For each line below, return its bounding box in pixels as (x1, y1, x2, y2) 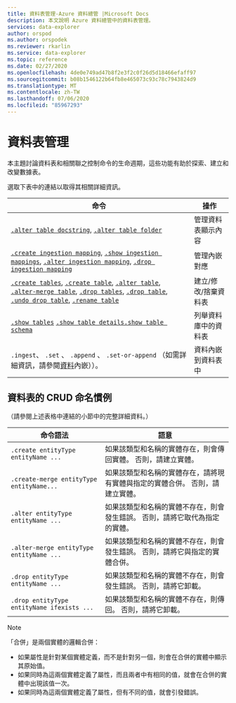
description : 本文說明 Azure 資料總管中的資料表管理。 (7, 17, 155, 24)
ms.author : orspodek (7, 37, 68, 44)
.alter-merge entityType (11, 543, 94, 552)
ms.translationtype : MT (7, 82, 77, 89)
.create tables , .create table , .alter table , (11, 277, 161, 287)
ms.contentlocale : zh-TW (7, 89, 80, 96)
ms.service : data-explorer (7, 50, 86, 57)
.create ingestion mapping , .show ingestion (11, 247, 159, 257)
